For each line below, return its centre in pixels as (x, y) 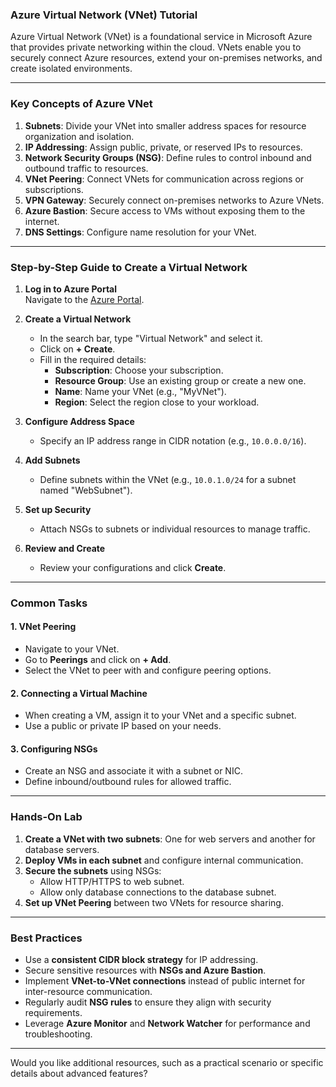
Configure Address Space (79, 421)
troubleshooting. (58, 1034)
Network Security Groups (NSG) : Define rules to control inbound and (168, 157)
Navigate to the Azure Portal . (84, 299)
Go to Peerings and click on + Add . (98, 660)
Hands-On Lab (46, 817)
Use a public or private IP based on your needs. (123, 726)
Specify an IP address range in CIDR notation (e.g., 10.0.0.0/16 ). (173, 440)
